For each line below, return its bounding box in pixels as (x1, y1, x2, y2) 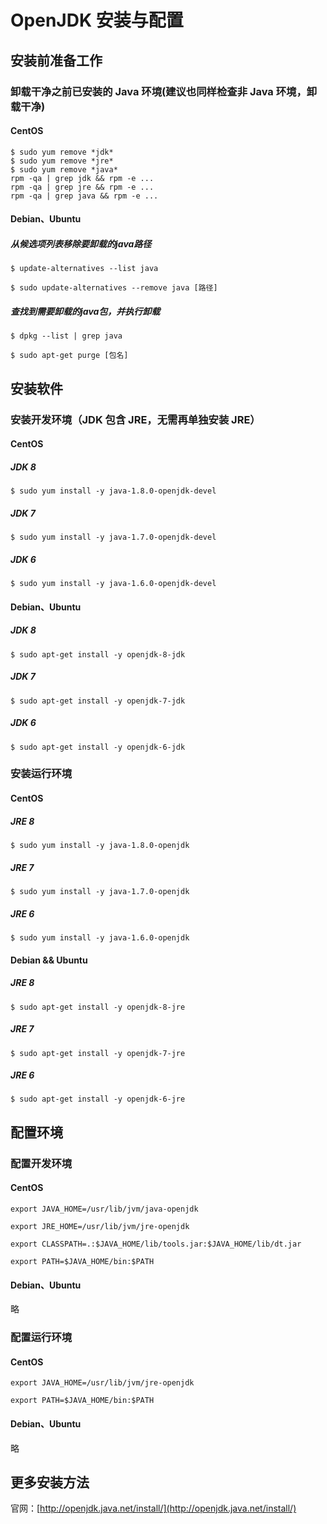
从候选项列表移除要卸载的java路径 (10, 237, 152, 250)
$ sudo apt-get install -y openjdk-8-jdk (10, 649, 186, 660)
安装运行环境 (10, 767, 73, 781)
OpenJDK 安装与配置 (10, 9, 184, 32)
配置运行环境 (10, 1331, 73, 1345)
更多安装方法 (10, 1474, 90, 1491)
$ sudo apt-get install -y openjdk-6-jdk (10, 742, 186, 752)
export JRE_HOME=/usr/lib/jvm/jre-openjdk (10, 1221, 190, 1231)
